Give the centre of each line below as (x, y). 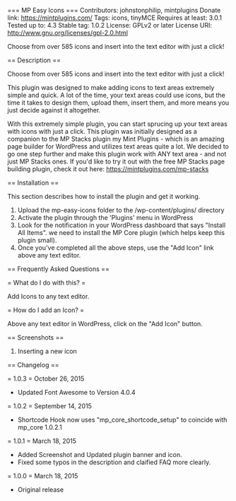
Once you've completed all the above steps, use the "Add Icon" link (116, 248)
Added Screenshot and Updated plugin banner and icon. (100, 455)
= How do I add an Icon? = (46, 310)
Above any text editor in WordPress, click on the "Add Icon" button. (105, 324)
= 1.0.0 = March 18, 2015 (43, 476)
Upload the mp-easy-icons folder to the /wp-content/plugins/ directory (121, 210)
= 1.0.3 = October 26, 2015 (46, 379)
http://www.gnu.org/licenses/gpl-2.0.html (68, 33)
